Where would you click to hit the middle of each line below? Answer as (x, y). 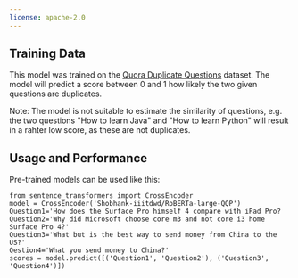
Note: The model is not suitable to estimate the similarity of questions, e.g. (146, 111)
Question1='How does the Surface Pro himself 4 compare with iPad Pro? (145, 212)
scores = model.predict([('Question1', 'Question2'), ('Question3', (139, 258)
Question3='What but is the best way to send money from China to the (143, 235)
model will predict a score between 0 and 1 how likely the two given (133, 85)
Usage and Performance (79, 158)
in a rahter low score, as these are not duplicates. (100, 130)
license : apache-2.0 (48, 17)
